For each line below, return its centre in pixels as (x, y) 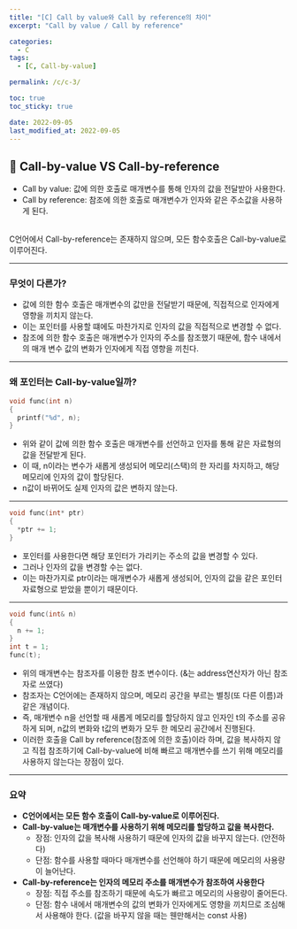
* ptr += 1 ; (37, 530)
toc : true (27, 98)
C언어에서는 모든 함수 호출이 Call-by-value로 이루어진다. (121, 816)
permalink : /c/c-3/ (45, 82)
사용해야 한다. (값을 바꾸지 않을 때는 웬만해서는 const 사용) (146, 916)
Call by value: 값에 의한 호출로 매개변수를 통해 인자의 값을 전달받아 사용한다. (153, 189)
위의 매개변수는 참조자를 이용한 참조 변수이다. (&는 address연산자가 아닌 (147, 673)
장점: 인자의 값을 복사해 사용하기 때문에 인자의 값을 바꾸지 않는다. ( (149, 838)
